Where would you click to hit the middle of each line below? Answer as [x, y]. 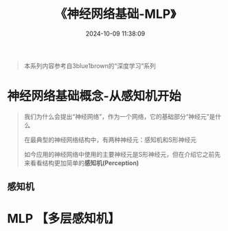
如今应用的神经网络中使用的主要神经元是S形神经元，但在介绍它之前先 [122, 154]
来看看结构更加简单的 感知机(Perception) [81, 163]
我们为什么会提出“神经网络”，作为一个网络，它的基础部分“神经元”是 [119, 116]
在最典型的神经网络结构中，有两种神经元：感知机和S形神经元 [110, 140]
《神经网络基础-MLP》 [115, 14]
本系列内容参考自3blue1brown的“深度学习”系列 [90, 65]
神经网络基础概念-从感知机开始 [94, 96]
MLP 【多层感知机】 [64, 219]
